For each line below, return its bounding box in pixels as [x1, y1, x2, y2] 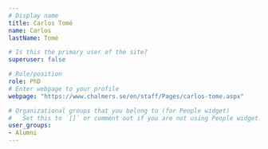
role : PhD [8, 77, 41, 85]
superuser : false [8, 56, 66, 64]
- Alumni [8, 129, 37, 137]
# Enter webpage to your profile [8, 84, 120, 92]
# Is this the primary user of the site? [8, 49, 148, 57]
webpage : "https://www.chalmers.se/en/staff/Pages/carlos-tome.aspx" [8, 92, 245, 100]
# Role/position [8, 70, 62, 78]
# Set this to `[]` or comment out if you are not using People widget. [8, 114, 262, 122]
